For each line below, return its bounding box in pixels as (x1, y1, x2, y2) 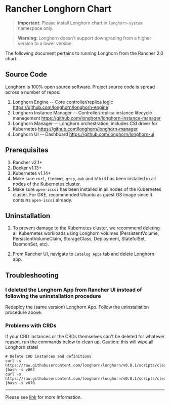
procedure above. (5, 309, 42, 315)
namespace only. (17, 25, 54, 31)
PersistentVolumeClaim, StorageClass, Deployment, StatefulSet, (12, 236, 146, 242)
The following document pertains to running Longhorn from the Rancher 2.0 (5, 50, 163, 56)
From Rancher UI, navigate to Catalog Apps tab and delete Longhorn (12, 251, 155, 257)
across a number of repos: (5, 89, 61, 95)
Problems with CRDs (5, 322, 57, 329)
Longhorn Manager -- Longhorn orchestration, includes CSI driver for (12, 120, 158, 127)
